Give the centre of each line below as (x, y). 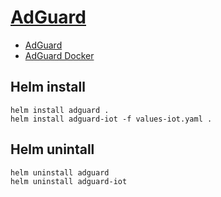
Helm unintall (52, 149)
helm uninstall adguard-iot (69, 181)
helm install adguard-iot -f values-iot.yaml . (111, 119)
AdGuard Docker (59, 55)
